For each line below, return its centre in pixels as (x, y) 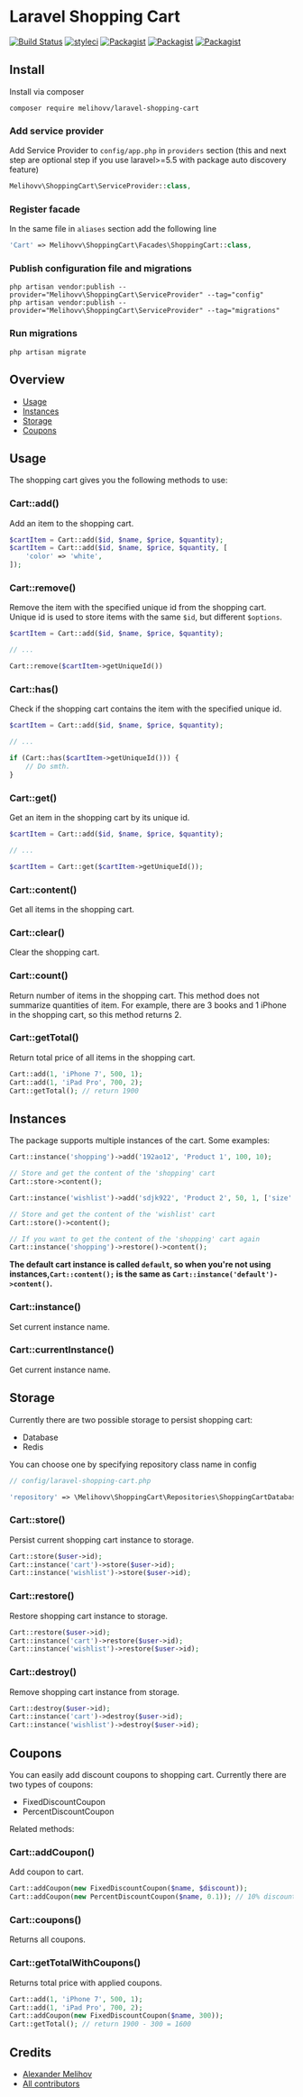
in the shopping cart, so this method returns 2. (96, 1014)
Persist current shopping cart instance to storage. (101, 1540)
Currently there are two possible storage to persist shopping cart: (131, 1419)
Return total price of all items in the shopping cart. (102, 1058)
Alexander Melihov (57, 2074)
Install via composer (47, 91)
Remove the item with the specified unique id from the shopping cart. (138, 608)
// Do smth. (48, 766)
